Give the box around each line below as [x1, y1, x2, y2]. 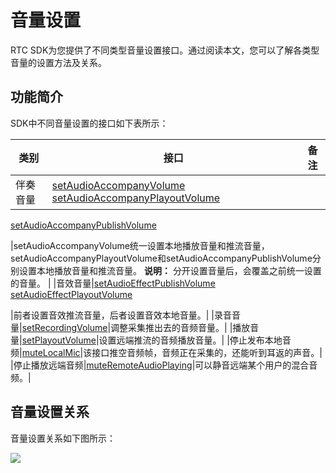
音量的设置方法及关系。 [10, 56, 107, 68]
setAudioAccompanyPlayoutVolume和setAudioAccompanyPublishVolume [10, 252, 313, 264]
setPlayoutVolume [21, 334, 97, 346]
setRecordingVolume [21, 321, 108, 333]
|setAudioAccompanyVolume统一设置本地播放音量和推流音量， [10, 239, 270, 251]
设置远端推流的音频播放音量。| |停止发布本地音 [98, 334, 292, 346]
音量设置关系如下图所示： [10, 432, 116, 444]
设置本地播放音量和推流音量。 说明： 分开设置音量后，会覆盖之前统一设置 [18, 264, 322, 276]
